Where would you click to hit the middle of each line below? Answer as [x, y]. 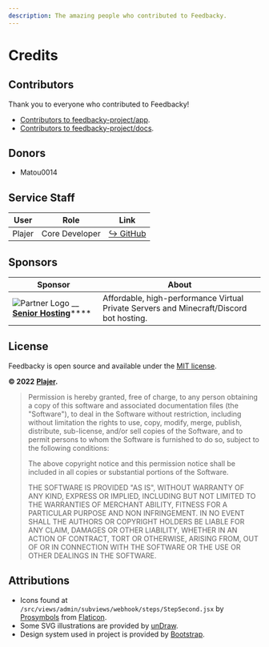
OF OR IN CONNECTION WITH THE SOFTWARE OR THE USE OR [134, 547]
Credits [33, 55]
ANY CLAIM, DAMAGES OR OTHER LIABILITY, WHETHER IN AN [132, 530]
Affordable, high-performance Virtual [173, 299]
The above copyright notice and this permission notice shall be [132, 463]
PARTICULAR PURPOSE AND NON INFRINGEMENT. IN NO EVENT [137, 512]
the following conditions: [68, 448]
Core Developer [71, 234]
